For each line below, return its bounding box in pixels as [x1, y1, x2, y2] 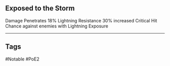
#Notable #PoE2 [5, 56, 39, 62]
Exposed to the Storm [5, 4, 75, 13]
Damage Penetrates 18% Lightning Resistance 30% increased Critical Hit [5, 17, 157, 23]
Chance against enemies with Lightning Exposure [5, 23, 109, 29]
